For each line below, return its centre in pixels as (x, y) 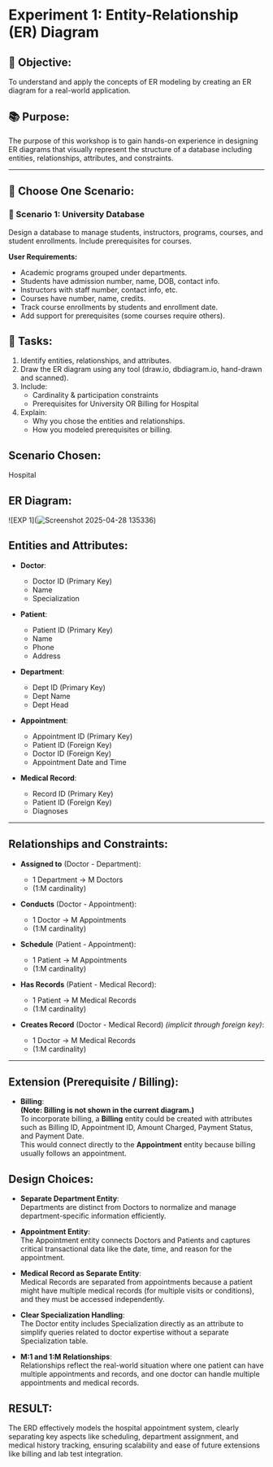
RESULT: (30, 1408)
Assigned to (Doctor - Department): (80, 863)
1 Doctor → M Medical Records (84, 1040)
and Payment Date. (52, 1136)
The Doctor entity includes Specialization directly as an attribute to (132, 1324)
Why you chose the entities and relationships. (108, 421)
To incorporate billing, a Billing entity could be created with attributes (136, 1119)
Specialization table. (54, 1341)
